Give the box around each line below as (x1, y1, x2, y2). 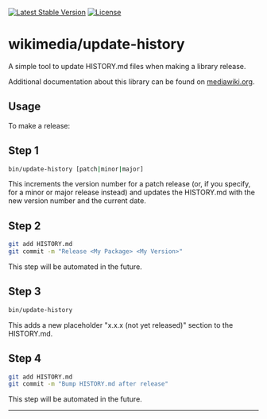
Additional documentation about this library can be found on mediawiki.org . (8, 76, 256, 86)
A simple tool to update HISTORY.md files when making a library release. (8, 61, 246, 71)
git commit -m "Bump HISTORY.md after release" (8, 380, 169, 388)
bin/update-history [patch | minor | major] (8, 165, 145, 173)
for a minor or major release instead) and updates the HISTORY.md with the (8, 187, 256, 198)
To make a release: (8, 121, 71, 130)
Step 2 (8, 219, 41, 233)
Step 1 (8, 144, 40, 158)
